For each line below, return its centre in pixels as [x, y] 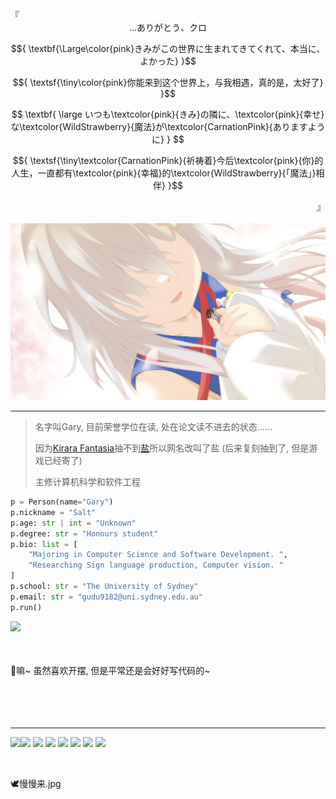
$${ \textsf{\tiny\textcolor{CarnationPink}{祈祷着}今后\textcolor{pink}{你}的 [168, 160]
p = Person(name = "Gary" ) [62, 502]
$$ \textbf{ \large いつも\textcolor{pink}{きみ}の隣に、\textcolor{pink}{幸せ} [168, 114]
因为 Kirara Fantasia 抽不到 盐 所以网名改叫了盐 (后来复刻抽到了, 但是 [172, 448]
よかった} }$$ [168, 61]
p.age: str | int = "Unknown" [73, 523]
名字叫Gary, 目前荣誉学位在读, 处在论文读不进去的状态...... [153, 426]
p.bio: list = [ [44, 544]
